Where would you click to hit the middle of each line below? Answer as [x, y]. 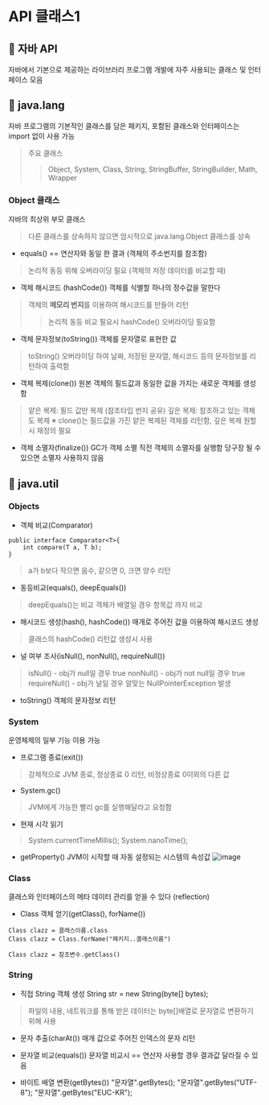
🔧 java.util [34, 484]
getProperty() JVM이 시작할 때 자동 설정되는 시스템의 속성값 [115, 857]
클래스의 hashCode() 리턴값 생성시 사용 [90, 639]
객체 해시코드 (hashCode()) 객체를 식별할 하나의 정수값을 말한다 [120, 288]
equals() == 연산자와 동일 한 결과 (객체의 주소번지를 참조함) [113, 254]
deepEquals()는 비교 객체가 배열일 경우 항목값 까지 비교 [115, 604]
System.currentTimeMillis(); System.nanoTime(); [108, 840]
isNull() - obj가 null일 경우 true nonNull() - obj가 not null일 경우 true [137, 673]
